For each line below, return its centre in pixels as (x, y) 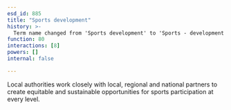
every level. (24, 99)
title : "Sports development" (49, 20)
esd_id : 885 (24, 13)
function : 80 (26, 39)
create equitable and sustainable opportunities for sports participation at (110, 91)
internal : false (30, 59)
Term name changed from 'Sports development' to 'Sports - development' (120, 33)
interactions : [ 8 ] (34, 46)
